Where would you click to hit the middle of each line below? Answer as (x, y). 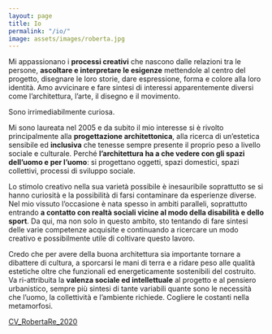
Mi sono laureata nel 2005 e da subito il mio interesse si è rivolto (116, 128)
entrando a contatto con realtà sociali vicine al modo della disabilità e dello (136, 213)
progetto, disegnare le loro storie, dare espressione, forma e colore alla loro (135, 79)
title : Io (25, 24)
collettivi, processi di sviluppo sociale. (72, 171)
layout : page (30, 16)
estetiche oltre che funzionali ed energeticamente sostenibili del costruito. (132, 271)
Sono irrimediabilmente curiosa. (62, 112)
